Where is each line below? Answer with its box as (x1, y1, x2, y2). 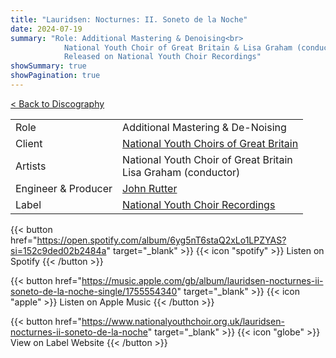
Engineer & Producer (15, 181, 113, 195)
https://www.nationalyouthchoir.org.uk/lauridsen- (81, 315, 285, 327)
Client (15, 136, 43, 150)
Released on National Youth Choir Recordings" (63, 52, 262, 62)
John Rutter (122, 181, 178, 195)
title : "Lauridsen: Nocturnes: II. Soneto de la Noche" (10, 14, 248, 25)
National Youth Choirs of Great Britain (122, 136, 299, 150)
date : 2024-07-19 (10, 24, 83, 34)
